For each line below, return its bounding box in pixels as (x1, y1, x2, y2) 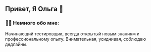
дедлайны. (5, 41, 28, 47)
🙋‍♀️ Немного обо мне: (5, 20, 59, 26)
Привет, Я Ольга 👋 (5, 5, 63, 13)
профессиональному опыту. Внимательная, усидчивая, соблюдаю (5, 36, 146, 42)
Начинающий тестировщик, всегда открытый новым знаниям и (5, 30, 140, 37)
